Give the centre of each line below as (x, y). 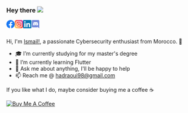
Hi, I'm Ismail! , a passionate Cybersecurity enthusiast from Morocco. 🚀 (95, 42)
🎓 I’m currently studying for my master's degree (76, 54)
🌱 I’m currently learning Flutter (53, 62)
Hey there (21, 10)
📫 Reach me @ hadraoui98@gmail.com (65, 76)
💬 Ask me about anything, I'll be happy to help (72, 69)
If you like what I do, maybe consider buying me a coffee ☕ (80, 90)
